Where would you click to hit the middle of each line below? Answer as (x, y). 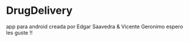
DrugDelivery (39, 11)
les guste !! (19, 32)
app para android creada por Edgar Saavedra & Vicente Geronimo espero (95, 26)
